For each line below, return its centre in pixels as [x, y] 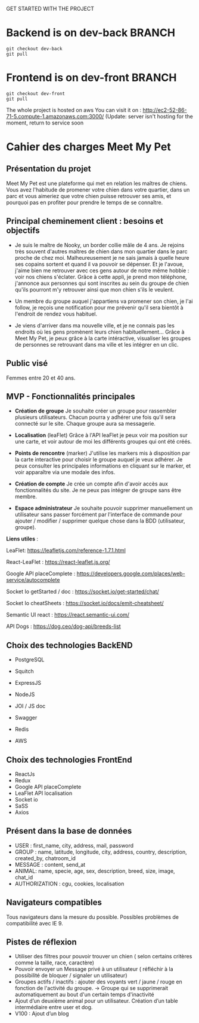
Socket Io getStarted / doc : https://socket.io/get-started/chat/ [83, 591]
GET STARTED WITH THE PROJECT [50, 9]
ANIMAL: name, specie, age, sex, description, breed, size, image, [95, 871]
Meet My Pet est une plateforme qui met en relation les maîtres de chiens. [97, 183]
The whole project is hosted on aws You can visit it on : [74, 110]
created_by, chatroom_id [45, 858]
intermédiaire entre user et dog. [54, 1007]
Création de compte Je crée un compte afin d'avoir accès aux [91, 484]
